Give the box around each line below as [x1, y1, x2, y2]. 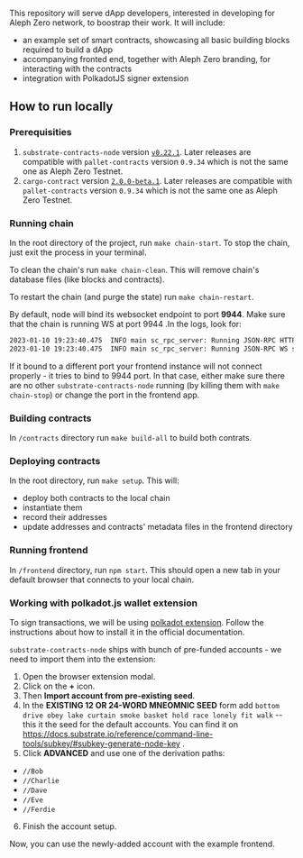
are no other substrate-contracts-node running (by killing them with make [9, 379, 280, 390]
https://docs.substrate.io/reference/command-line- [22, 728, 214, 739]
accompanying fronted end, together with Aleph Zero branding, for [22, 54, 271, 64]
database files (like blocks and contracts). [9, 274, 165, 285]
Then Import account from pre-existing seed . [22, 689, 196, 701]
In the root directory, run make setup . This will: [9, 475, 180, 486]
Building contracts [9, 412, 92, 424]
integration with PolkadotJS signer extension [22, 73, 189, 84]
